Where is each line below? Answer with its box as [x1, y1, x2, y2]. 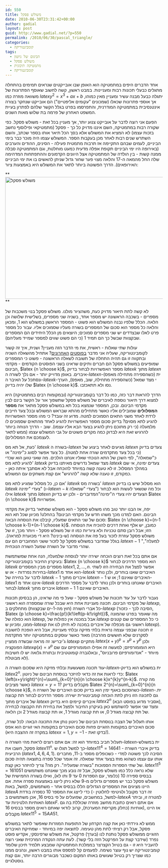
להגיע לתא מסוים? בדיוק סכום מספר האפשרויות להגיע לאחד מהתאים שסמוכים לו [5, 418, 157, 424]
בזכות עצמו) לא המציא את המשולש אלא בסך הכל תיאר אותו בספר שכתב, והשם [5, 129, 154, 135]
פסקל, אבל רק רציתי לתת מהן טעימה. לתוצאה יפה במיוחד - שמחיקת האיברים [5, 826, 150, 832]
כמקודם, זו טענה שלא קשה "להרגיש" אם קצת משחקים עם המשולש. [5, 470, 131, 476]
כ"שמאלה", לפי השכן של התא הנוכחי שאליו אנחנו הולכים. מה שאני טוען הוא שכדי [5, 454, 156, 460]
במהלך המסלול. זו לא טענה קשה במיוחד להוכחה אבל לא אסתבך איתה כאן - [5, 465, 147, 471]
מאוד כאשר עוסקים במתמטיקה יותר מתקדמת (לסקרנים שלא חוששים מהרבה [5, 632, 148, 638]
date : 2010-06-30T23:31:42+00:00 [5, 17, 75, 22]
